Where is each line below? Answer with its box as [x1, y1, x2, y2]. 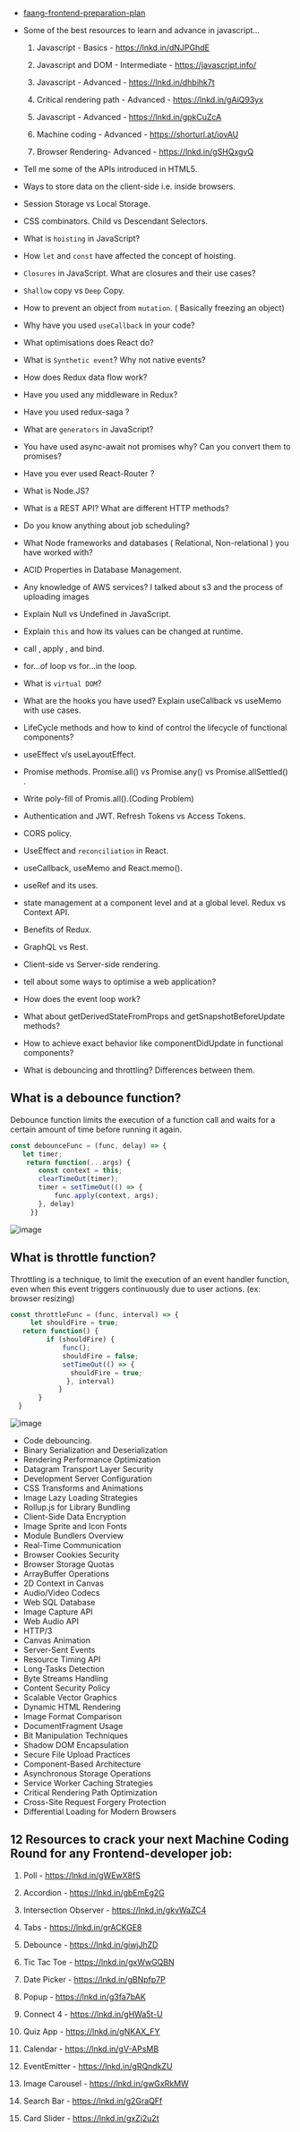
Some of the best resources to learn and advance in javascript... [22, 25, 261, 35]
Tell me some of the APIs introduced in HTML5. [22, 164, 198, 174]
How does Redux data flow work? [22, 372, 148, 382]
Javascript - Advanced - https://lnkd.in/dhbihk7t [36, 77, 215, 88]
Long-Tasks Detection [22, 1664, 106, 1674]
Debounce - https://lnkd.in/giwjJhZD [22, 1939, 159, 1950]
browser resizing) [10, 1293, 75, 1304]
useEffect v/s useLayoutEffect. [22, 749, 137, 759]
